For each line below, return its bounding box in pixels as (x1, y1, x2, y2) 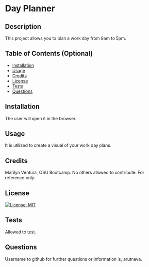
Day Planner (5, 3, 55, 14)
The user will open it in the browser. (5, 115, 77, 121)
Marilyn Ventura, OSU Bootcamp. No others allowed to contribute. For (5, 169, 145, 176)
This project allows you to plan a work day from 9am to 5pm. (5, 35, 126, 41)
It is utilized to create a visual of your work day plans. (5, 143, 112, 148)
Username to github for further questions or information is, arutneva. (5, 256, 142, 262)
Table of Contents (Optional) (5, 49, 93, 58)
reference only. (5, 175, 35, 181)
